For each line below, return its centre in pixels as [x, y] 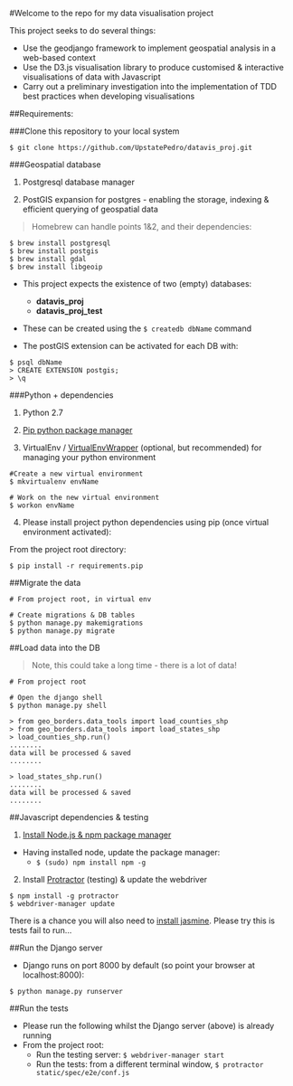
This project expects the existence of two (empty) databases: [137, 283]
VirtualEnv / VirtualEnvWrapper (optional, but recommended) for [142, 448]
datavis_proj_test [69, 311]
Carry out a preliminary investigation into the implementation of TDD [150, 86]
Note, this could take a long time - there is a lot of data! [134, 665]
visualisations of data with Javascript [91, 77]
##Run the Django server [56, 948]
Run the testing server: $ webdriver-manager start [130, 1054]
